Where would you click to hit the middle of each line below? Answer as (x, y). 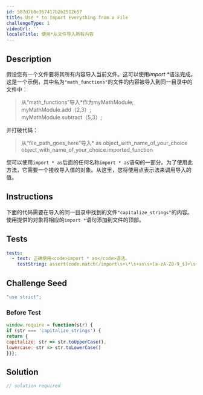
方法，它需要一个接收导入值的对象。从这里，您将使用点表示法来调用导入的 (99, 169)
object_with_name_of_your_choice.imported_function (87, 149)
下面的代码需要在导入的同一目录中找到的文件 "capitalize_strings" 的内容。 (100, 212)
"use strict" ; (24, 297)
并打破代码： (22, 130)
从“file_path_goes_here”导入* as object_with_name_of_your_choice (104, 143)
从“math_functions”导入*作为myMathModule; (77, 102)
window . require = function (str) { (50, 325)
